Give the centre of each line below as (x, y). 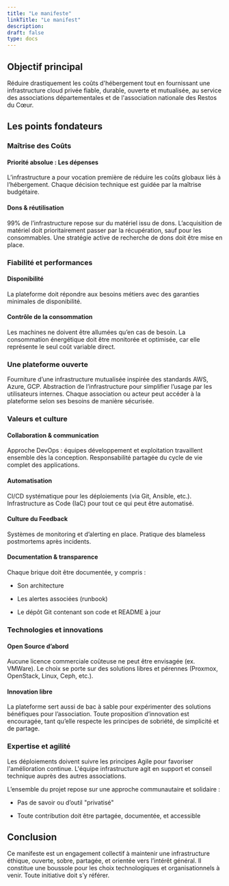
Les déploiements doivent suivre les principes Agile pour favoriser (100, 761)
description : (26, 26)
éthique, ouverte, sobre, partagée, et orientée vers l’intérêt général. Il (104, 861)
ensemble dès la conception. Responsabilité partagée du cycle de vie (105, 458)
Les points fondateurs (55, 126)
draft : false (26, 33)
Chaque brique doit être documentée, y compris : (77, 572)
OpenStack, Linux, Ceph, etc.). (50, 676)
